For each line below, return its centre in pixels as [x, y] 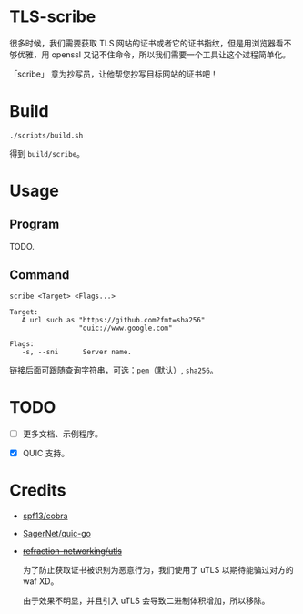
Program [35, 225]
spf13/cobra [45, 516]
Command [40, 275]
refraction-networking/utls [72, 551]
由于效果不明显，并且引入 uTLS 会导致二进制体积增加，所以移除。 [146, 600]
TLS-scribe [53, 17]
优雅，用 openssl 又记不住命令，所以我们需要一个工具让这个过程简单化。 [154, 54]
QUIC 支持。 [46, 453]
